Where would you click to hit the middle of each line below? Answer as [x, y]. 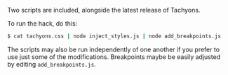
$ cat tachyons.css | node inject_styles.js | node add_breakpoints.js [114, 36]
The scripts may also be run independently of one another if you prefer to [113, 49]
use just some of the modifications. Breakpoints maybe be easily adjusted [114, 57]
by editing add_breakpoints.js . [52, 64]
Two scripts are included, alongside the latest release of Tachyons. [104, 10]
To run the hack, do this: [42, 23]
